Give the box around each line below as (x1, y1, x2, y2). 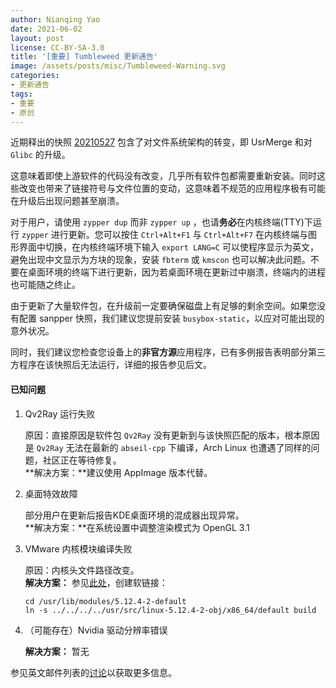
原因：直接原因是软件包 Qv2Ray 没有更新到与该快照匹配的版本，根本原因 (24, 429, 320, 441)
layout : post (10, 33, 65, 43)
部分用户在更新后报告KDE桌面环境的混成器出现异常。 (24, 509, 245, 521)
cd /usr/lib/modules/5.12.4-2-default (24, 596, 187, 606)
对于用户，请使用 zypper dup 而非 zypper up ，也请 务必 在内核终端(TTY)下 (10, 216, 313, 228)
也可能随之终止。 (10, 279, 81, 291)
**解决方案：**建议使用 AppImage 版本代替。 (24, 466, 213, 478)
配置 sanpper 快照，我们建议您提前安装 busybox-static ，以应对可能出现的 (18, 312, 325, 325)
